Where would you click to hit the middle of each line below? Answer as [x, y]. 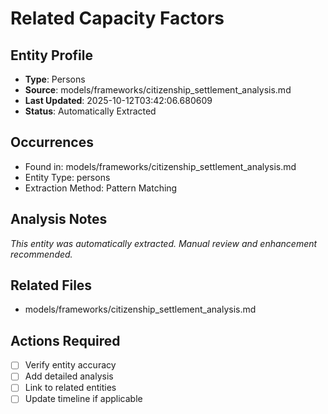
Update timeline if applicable [83, 399]
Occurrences [52, 142]
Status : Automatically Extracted [90, 111]
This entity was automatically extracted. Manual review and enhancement [164, 243]
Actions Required [65, 340]
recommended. [41, 254]
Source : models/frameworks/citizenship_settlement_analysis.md [158, 90]
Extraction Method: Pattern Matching [101, 188]
